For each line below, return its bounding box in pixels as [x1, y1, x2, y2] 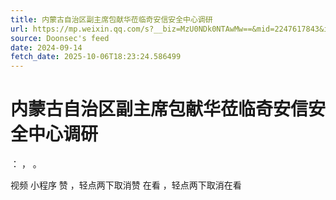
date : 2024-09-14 [10, 42, 83, 53]
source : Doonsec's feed [10, 33, 110, 43]
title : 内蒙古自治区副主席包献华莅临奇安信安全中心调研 [10, 14, 213, 25]
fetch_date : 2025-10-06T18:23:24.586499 [10, 52, 182, 62]
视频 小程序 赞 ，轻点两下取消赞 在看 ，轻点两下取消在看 [10, 179, 242, 191]
